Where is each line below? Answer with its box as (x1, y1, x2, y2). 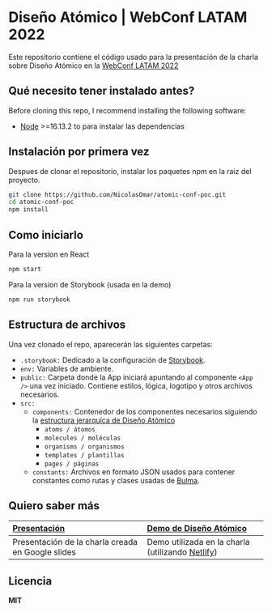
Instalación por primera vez (8, 145, 150, 159)
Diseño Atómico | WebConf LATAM (8, 8, 248, 27)
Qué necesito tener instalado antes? (8, 84, 195, 98)
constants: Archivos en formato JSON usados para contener (32, 466, 236, 477)
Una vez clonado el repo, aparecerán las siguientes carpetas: (8, 339, 213, 349)
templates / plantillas (44, 451, 125, 459)
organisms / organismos (44, 442, 125, 451)
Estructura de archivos (8, 318, 126, 332)
